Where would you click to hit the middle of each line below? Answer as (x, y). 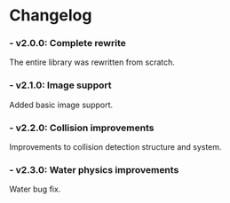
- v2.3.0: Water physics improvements (94, 170)
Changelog (51, 16)
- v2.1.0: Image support (60, 85)
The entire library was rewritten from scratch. (92, 62)
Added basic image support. (61, 105)
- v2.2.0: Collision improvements (82, 128)
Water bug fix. (35, 189)
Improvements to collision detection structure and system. (115, 147)
